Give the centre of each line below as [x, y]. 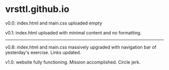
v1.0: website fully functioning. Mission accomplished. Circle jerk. [73, 62]
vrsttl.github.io [37, 9]
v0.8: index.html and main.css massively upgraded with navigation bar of [81, 47]
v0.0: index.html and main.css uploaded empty [54, 23]
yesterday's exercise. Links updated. [43, 52]
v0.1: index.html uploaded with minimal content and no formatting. [73, 32]
